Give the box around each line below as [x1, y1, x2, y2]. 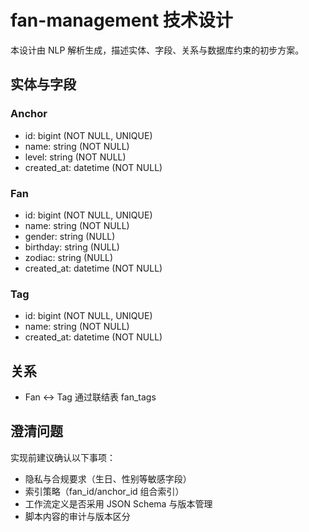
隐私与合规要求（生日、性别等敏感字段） [24, 472, 192, 485]
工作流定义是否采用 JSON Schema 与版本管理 [24, 497, 213, 510]
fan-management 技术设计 [10, 9, 233, 32]
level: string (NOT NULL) [24, 151, 127, 163]
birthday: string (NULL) [24, 241, 120, 253]
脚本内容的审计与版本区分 [24, 510, 131, 522]
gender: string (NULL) [24, 230, 116, 242]
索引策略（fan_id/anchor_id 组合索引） [24, 485, 185, 497]
